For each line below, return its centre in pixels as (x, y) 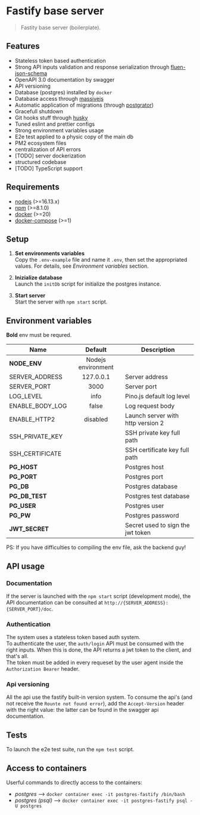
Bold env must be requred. (39, 335)
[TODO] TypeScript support (49, 168)
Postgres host (144, 467)
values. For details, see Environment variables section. (82, 266)
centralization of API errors (48, 149)
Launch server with (152, 416)
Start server (30, 296)
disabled (96, 420)
